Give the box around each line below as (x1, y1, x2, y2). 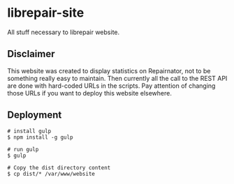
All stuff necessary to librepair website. (7, 28, 120, 36)
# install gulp (7, 128, 52, 135)
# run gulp (7, 146, 39, 153)
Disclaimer (7, 48, 55, 60)
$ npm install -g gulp (7, 134, 73, 141)
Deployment (7, 109, 62, 121)
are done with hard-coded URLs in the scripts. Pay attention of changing (7, 82, 216, 90)
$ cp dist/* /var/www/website (7, 170, 96, 177)
